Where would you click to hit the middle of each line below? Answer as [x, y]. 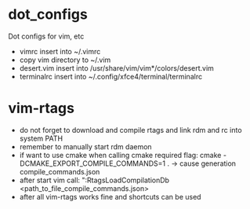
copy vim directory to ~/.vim [65, 60]
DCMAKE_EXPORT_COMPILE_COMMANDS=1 [92, 163]
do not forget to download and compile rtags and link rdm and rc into [130, 130]
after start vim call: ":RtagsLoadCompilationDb [94, 180]
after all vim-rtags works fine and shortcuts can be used [110, 196]
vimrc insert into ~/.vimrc [60, 51]
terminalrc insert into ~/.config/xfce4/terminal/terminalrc [111, 76]
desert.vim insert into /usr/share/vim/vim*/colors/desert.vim [116, 68]
